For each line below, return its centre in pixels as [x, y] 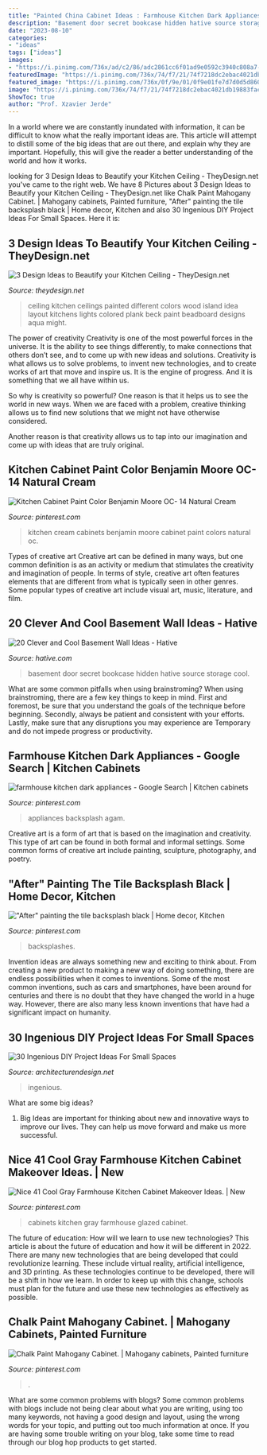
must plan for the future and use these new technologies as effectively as [128, 1288]
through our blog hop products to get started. [83, 1442]
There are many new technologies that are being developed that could [123, 1255]
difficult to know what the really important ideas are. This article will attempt [132, 135]
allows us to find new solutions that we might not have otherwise [114, 412]
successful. [39, 1135]
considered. [28, 421]
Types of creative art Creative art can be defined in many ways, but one [126, 556]
